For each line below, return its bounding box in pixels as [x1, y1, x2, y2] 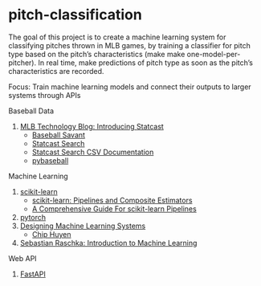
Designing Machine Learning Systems [19, 221, 146, 231]
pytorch [19, 212, 47, 222]
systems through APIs [8, 90, 81, 100]
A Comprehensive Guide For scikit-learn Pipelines [31, 203, 197, 214]
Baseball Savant [31, 130, 86, 140]
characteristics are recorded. [8, 66, 104, 76]
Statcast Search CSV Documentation [31, 147, 154, 157]
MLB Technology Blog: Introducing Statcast [19, 121, 165, 131]
